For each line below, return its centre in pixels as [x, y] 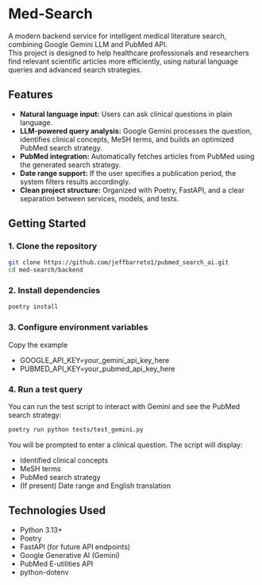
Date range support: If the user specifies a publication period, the [128, 173]
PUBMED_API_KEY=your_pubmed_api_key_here [97, 369]
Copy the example [38, 345]
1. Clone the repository [53, 246]
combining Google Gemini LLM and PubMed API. [88, 44]
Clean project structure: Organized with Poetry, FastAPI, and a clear [132, 190]
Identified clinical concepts [64, 460]
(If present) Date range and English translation [95, 486]
